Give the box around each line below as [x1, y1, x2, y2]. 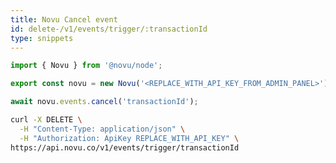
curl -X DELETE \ [10, 115, 83, 125]
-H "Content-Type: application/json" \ [19, 124, 186, 134]
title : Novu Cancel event [10, 14, 118, 25]
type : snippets [10, 33, 74, 43]
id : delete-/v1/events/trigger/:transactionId [10, 24, 208, 34]
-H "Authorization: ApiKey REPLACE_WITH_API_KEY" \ [19, 133, 240, 143]
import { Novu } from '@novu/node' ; [10, 61, 163, 71]
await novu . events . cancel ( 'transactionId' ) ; [10, 97, 199, 107]
